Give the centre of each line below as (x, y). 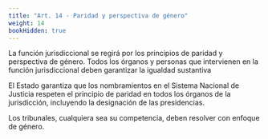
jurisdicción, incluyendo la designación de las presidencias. (107, 103)
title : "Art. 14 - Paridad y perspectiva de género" (98, 16)
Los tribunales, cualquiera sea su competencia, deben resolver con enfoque (134, 118)
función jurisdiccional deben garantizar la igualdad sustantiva (110, 70)
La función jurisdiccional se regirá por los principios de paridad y (116, 54)
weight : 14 (26, 23)
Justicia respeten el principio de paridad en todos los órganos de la (120, 94)
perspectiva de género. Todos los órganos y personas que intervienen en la (134, 62)
